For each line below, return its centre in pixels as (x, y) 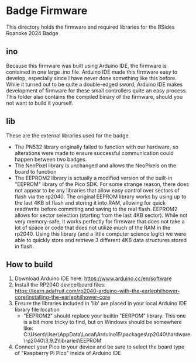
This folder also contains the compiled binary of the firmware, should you (94, 96)
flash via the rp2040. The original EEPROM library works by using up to (100, 196)
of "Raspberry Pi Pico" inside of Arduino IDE (68, 353)
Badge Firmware (47, 11)
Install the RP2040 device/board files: (60, 285)
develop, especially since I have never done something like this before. (91, 78)
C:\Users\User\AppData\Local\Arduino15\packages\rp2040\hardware (107, 335)
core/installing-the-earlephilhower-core (62, 297)
